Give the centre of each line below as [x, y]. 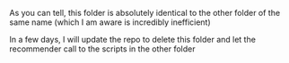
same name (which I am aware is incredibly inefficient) [110, 22]
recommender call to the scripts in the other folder [102, 49]
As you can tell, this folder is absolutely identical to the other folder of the [145, 13]
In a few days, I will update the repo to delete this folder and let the [132, 39]
